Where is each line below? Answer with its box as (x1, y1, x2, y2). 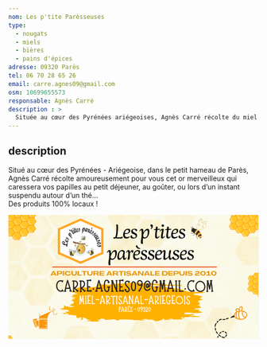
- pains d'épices (15, 55, 73, 63)
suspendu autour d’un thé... (8, 190, 99, 200)
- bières (15, 46, 44, 55)
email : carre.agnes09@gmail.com (8, 80, 115, 88)
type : (8, 21, 26, 29)
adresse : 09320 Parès (8, 64, 80, 72)
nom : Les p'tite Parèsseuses (8, 13, 105, 21)
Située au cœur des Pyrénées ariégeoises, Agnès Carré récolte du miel (15, 114, 258, 122)
